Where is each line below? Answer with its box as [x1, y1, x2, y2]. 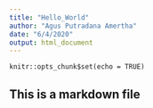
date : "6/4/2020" [9, 29, 74, 38]
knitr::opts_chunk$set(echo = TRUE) [9, 62, 145, 71]
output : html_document [9, 37, 93, 47]
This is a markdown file [9, 87, 141, 102]
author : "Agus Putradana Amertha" [9, 21, 138, 30]
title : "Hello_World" [9, 12, 90, 22]
